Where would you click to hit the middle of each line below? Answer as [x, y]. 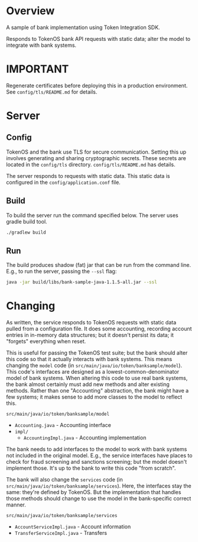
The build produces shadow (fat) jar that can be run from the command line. [99, 265]
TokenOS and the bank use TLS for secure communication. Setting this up [96, 152]
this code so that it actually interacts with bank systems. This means [89, 359]
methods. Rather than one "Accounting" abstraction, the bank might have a [98, 391]
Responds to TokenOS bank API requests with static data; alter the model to [98, 39]
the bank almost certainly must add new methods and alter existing [88, 384]
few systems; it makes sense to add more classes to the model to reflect [94, 397]
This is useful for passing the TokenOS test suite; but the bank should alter [97, 353]
